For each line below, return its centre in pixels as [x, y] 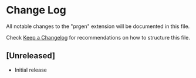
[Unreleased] [31, 56]
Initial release [31, 70]
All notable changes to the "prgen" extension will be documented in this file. [98, 26]
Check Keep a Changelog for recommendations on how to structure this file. [98, 37]
